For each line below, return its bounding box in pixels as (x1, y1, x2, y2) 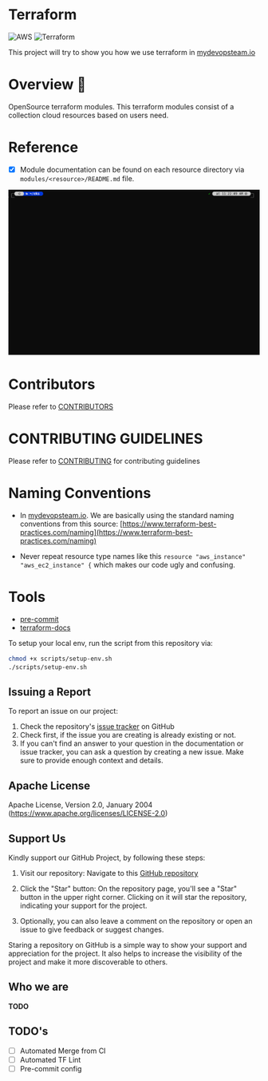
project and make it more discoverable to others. (8, 957, 168, 967)
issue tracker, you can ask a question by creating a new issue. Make (19, 747, 245, 757)
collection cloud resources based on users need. (8, 110, 169, 120)
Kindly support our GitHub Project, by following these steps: (8, 853, 206, 863)
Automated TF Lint (19, 1055, 81, 1064)
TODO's (8, 1024, 49, 1039)
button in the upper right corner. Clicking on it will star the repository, (19, 893, 247, 902)
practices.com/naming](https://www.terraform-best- (19, 527, 193, 537)
